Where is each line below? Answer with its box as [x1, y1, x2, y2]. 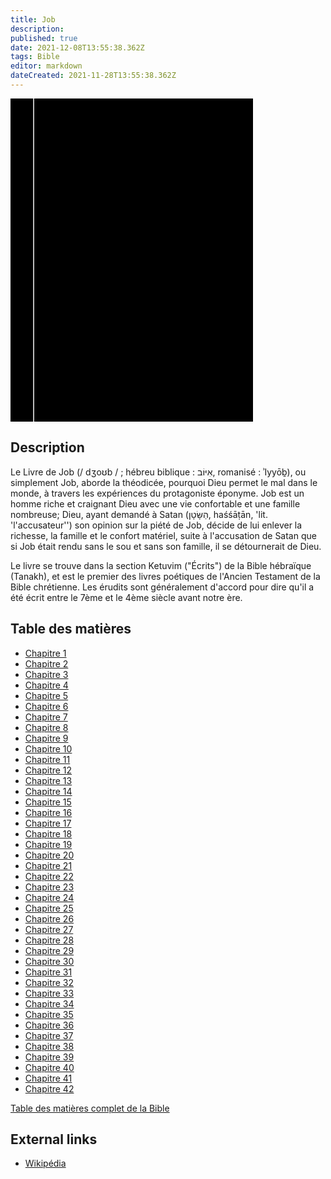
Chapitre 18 [24, 827, 73, 840]
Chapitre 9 [24, 732, 69, 744]
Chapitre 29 [24, 944, 75, 956]
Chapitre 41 [24, 1072, 73, 1084]
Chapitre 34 [24, 997, 75, 1010]
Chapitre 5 [24, 689, 69, 701]
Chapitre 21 [24, 859, 73, 871]
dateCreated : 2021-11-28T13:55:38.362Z [10, 71, 177, 81]
